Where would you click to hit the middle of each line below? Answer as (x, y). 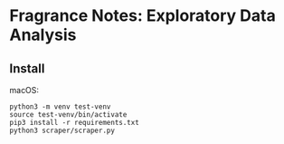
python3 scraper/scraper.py (62, 130)
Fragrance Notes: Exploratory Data (142, 16)
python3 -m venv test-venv (60, 107)
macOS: (24, 90)
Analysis (43, 35)
